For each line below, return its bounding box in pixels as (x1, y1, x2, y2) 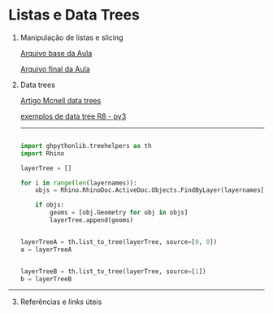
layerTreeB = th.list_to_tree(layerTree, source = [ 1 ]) (19, 267, 206, 276)
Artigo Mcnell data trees (19, 95, 102, 105)
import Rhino (19, 149, 65, 158)
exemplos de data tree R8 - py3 (19, 111, 127, 121)
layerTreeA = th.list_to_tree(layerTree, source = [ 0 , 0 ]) (19, 237, 218, 246)
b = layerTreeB (19, 275, 72, 283)
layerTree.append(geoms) (50, 216, 134, 224)
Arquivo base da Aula (19, 48, 93, 58)
